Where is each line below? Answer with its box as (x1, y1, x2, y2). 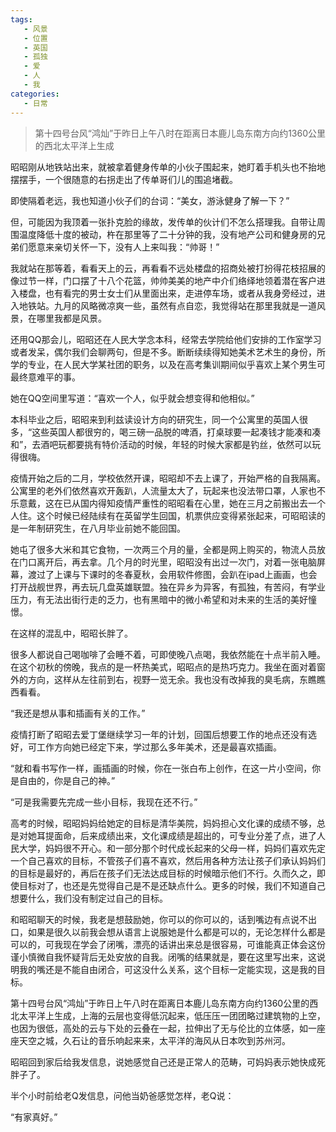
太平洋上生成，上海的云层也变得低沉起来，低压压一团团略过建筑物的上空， (18, 1009, 326, 1021)
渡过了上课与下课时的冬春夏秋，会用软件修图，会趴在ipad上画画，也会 (27, 568, 318, 580)
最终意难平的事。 (10, 371, 81, 383)
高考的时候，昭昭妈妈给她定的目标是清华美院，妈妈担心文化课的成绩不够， (10, 817, 317, 829)
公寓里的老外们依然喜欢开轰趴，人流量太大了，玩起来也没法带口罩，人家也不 (10, 484, 326, 496)
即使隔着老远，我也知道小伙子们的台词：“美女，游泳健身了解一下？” (10, 194, 290, 206)
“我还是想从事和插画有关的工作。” (10, 707, 146, 719)
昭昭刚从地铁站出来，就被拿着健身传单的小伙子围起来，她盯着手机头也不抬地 (10, 161, 326, 173)
